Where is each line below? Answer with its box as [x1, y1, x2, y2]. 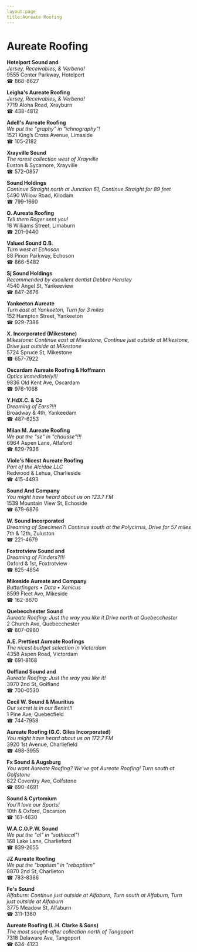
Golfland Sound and [6, 668, 56, 675]
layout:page [6, 8, 36, 15]
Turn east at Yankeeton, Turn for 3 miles [6, 307, 104, 314]
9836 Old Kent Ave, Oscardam [6, 379, 80, 386]
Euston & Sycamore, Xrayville [6, 162, 78, 169]
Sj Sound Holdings [6, 270, 53, 277]
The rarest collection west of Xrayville [6, 155, 98, 162]
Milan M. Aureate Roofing [6, 427, 70, 434]
